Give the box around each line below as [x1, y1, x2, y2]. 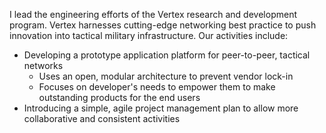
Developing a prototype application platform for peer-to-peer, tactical [23, 49, 311, 61]
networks [23, 60, 64, 71]
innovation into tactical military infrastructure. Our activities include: [9, 30, 289, 41]
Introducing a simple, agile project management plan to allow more [23, 102, 299, 114]
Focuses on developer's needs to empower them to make [38, 81, 276, 93]
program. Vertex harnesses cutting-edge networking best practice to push [9, 19, 317, 31]
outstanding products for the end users [38, 92, 201, 103]
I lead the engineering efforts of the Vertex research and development [9, 9, 297, 20]
